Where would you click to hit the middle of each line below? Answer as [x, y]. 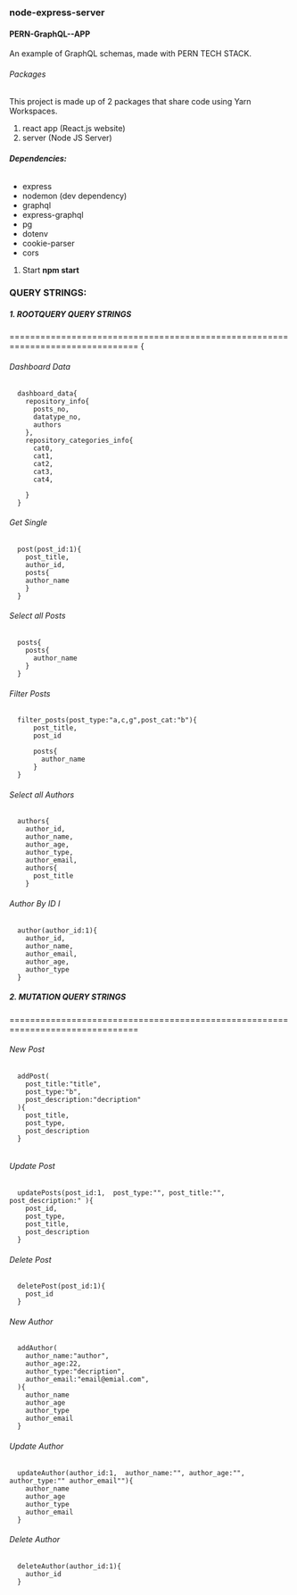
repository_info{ [58, 401]
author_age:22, [54, 1364]
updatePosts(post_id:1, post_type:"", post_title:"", [121, 1193]
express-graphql [53, 214]
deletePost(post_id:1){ [61, 1286]
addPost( [33, 1076]
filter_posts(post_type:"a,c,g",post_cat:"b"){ [107, 721]
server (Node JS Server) [67, 138]
